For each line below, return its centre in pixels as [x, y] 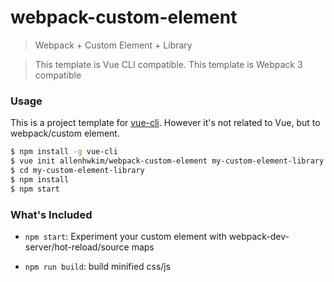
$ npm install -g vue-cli [64, 152]
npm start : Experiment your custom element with [125, 236]
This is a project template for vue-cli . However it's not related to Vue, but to [165, 123]
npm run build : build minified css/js [98, 266]
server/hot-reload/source [77, 247]
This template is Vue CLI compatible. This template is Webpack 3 [168, 64]
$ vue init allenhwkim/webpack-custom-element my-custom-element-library [167, 161]
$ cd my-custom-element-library [77, 170]
